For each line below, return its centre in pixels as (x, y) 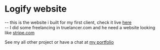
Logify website (36, 9)
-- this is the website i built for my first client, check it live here (68, 22)
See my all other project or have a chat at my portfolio (59, 42)
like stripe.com (20, 33)
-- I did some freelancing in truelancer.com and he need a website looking (80, 27)
